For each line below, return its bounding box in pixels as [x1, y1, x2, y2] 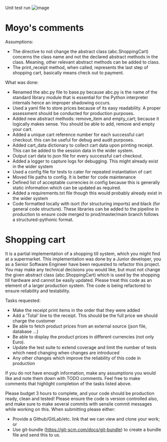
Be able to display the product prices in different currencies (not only [12, 333, 155, 339]
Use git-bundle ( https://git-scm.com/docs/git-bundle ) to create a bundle [12, 426, 162, 432]
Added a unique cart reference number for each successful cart [12, 131, 144, 137]
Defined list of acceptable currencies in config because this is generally [12, 179, 161, 185]
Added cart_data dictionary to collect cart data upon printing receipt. [12, 142, 154, 148]
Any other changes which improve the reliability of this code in [12, 355, 141, 361]
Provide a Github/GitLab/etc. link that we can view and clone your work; [12, 415, 160, 422]
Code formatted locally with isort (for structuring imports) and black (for [12, 200, 161, 206]
